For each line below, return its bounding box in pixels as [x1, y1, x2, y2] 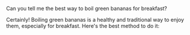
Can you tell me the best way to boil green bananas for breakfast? [6, 5, 167, 12]
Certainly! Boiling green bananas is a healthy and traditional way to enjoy [6, 16, 184, 23]
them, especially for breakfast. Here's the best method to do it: [6, 23, 160, 29]
